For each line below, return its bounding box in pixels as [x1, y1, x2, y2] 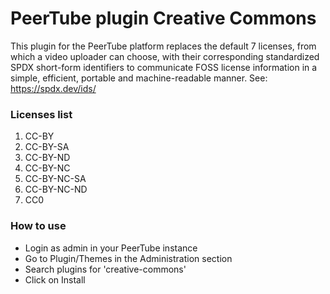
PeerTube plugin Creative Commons [10, 7, 317, 30]
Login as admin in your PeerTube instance [24, 242, 198, 254]
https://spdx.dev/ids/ [10, 82, 97, 94]
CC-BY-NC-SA [24, 173, 87, 185]
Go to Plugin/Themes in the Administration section [24, 252, 233, 264]
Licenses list [10, 107, 73, 121]
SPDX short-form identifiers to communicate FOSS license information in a [10, 61, 318, 73]
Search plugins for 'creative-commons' [24, 263, 187, 275]
